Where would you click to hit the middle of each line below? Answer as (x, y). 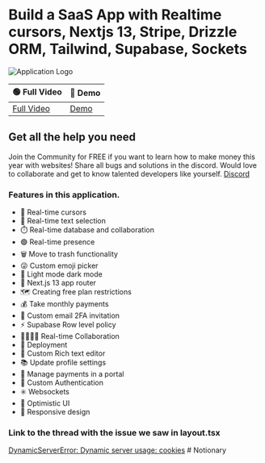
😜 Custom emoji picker (59, 266)
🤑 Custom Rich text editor (63, 353)
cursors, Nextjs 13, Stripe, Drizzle (123, 32)
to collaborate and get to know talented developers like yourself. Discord (129, 173)
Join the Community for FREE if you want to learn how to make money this (132, 156)
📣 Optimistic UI (45, 403)
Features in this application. (64, 194)
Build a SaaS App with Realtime (115, 15)
